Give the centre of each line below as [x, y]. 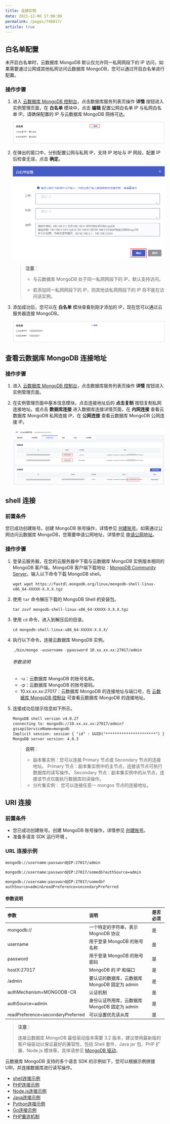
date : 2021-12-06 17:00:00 [34, 16]
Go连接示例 [25, 1110]
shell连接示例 [26, 1078]
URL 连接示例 [22, 851]
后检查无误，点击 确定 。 [38, 159]
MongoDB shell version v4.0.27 [46, 718]
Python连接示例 [29, 1104]
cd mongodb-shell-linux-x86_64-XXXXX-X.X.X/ [60, 630]
